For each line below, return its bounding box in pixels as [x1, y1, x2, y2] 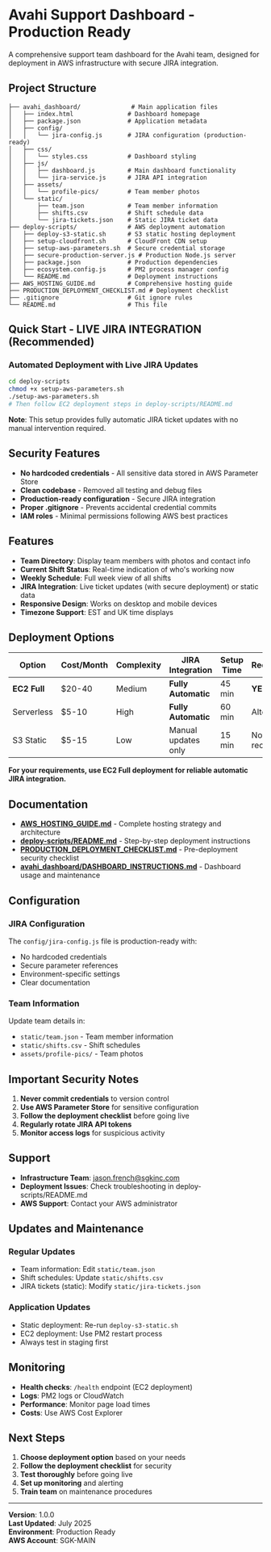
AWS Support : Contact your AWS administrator [19, 1199, 178, 1208]
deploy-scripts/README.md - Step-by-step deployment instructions [19, 836, 251, 846]
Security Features [8, 446, 101, 461]
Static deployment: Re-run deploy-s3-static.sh [19, 1320, 179, 1329]
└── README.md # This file [8, 300, 168, 308]
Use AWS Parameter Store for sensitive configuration [19, 1102, 199, 1111]
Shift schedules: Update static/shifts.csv [19, 1273, 164, 1282]
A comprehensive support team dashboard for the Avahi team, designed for [8, 49, 260, 59]
